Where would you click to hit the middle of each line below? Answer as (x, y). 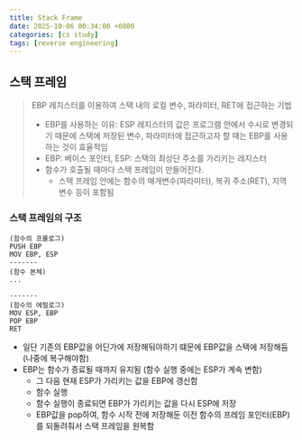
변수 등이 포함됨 (86, 192)
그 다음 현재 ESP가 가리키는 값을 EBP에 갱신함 (117, 381)
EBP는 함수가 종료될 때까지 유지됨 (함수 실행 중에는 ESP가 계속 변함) (142, 370)
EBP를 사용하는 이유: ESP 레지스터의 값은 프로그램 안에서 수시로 (157, 125)
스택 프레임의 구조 (46, 218)
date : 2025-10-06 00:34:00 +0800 (72, 26)
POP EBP (24, 322)
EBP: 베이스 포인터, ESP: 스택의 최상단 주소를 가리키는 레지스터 (156, 158)
